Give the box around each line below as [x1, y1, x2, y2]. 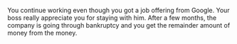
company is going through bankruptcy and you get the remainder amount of [7, 21, 231, 29]
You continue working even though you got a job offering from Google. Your [7, 6, 230, 14]
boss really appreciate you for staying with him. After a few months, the [7, 13, 217, 22]
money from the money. [7, 28, 78, 37]
